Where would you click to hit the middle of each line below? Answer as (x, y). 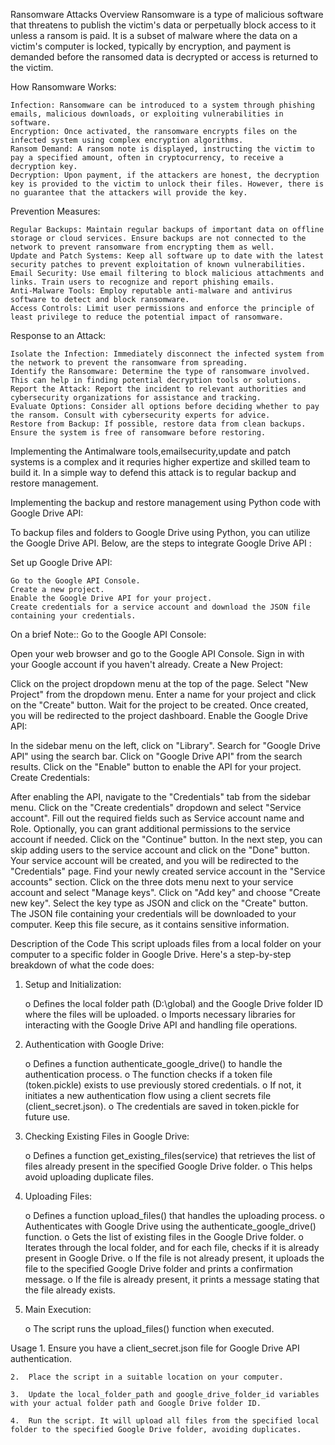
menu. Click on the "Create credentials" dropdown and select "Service (156, 807)
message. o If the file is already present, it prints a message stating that (172, 1279)
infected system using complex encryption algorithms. (127, 140)
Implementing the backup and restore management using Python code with (166, 502)
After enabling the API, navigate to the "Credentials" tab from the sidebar (160, 797)
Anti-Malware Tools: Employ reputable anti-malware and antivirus (151, 291)
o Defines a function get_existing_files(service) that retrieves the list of (170, 1155)
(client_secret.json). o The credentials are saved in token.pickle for (162, 1106)
